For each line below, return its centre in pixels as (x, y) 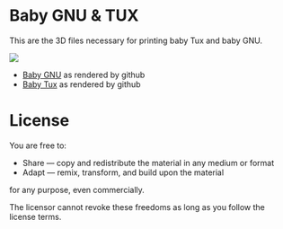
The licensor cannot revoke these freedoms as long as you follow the (137, 207)
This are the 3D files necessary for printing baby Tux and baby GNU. (136, 40)
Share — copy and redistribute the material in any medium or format (148, 163)
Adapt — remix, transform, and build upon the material (123, 172)
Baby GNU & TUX (74, 16)
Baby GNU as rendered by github (84, 75)
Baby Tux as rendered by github (81, 84)
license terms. (35, 216)
